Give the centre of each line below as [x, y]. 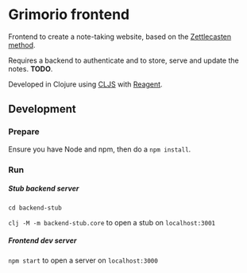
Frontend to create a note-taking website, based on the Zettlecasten [120, 37]
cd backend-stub [35, 208]
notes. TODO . [31, 68]
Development [42, 109]
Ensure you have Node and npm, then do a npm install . [100, 149]
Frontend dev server [42, 240]
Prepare [24, 132]
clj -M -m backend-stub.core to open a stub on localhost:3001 [112, 222]
